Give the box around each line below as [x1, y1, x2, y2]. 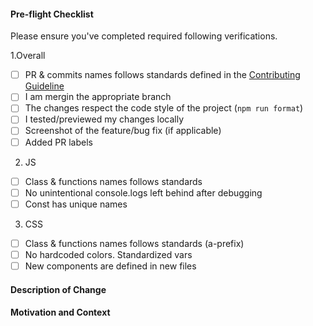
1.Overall [10, 50, 46, 62]
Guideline [24, 80, 65, 92]
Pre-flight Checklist [10, 8, 94, 20]
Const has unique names [24, 198, 128, 210]
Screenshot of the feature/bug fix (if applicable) [24, 125, 222, 137]
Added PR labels [24, 136, 93, 148]
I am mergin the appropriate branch [24, 91, 172, 103]
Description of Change [10, 283, 107, 295]
